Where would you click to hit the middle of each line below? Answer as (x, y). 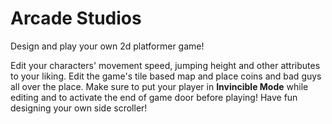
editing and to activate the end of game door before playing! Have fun (154, 97)
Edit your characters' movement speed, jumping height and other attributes (165, 65)
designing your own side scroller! (79, 108)
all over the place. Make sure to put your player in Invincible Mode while (159, 86)
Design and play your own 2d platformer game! (107, 46)
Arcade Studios (76, 18)
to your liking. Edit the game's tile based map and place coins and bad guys (166, 76)
